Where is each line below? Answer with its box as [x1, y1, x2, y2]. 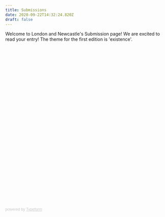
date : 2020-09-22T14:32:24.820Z [5, 12, 74, 17]
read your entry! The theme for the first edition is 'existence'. [5, 36, 132, 42]
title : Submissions [5, 7, 47, 13]
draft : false [5, 17, 33, 22]
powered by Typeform [5, 207, 42, 212]
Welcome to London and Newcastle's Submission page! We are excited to [5, 31, 160, 37]
